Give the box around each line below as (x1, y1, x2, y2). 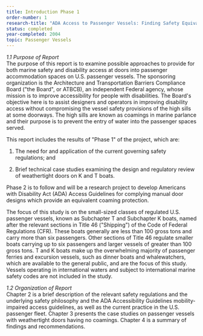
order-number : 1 (6, 15, 47, 21)
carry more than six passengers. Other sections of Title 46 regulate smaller (6, 234, 193, 241)
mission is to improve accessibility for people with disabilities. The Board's (6, 92, 192, 99)
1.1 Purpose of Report (6, 54, 59, 60)
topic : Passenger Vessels (6, 37, 71, 43)
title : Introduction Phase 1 (6, 8, 80, 15)
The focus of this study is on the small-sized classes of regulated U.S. (6, 208, 181, 215)
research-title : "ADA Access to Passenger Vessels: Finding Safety (6, 20, 180, 26)
